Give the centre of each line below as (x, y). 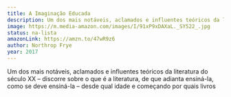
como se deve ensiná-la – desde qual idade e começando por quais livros (112, 86)
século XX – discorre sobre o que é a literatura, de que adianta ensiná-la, (111, 78)
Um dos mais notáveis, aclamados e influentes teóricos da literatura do (108, 71)
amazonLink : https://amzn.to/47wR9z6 (61, 39)
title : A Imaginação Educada (49, 13)
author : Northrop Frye (40, 45)
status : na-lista (32, 33)
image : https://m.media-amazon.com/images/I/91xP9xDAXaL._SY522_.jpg (109, 26)
